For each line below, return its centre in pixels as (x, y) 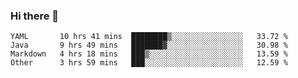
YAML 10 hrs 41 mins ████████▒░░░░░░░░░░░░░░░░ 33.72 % (149, 37)
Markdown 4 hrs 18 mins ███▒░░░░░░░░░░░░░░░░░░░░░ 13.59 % (149, 54)
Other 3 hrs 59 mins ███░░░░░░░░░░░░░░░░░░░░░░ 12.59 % (149, 63)
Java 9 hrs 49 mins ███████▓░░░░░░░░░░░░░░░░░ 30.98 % (149, 45)
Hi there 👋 (35, 16)
